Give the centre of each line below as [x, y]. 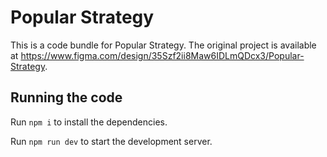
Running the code [66, 97]
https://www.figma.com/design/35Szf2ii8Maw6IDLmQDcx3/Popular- [162, 55]
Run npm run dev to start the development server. [111, 141]
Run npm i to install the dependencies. [89, 122]
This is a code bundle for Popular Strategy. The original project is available [163, 45]
